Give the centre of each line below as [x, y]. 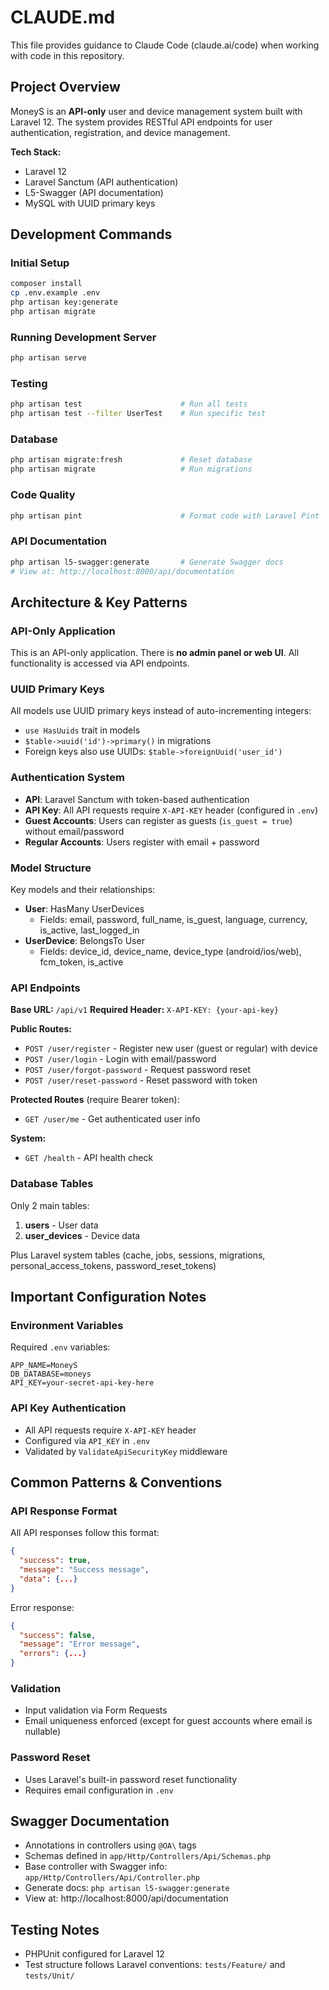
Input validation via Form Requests [96, 1710]
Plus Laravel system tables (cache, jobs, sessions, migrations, [138, 1255]
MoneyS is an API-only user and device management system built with [156, 111]
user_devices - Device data [82, 1235]
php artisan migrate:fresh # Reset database [131, 460]
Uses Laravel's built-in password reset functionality [131, 1779]
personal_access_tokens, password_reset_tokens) [113, 1265]
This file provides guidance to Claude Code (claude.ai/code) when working [165, 45]
